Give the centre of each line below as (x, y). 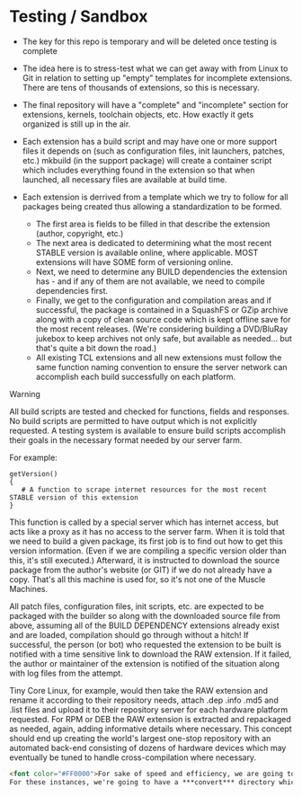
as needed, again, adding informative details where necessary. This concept (151, 729)
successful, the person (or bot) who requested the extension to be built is (145, 644)
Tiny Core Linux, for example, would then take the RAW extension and (138, 690)
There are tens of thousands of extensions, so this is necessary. (141, 87)
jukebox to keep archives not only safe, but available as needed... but (164, 338)
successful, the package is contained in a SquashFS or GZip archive (162, 310)
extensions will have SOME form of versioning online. (134, 261)
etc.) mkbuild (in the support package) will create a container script (147, 160)
